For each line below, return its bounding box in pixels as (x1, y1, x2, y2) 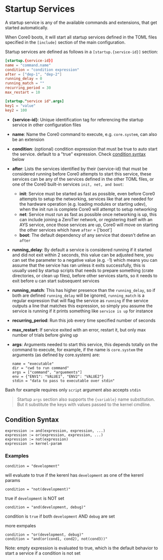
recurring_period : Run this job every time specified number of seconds (12, 317, 156, 323)
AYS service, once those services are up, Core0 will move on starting (19, 222, 159, 228)
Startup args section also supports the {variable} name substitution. (17, 396, 155, 402)
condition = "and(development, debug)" (5, 504, 86, 510)
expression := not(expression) (5, 437, 69, 442)
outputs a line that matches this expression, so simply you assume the (12, 303, 153, 309)
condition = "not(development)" (5, 486, 71, 492)
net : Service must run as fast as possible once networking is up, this (19, 211, 157, 217)
